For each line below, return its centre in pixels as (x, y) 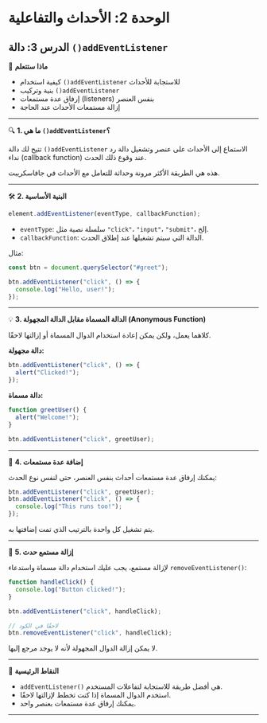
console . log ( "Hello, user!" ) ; (65, 289)
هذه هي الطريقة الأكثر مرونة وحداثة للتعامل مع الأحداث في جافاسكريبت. (114, 173)
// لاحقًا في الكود (33, 626)
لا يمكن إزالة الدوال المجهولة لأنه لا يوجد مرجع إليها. (83, 648)
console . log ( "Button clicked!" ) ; (71, 589)
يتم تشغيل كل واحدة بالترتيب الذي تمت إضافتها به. (81, 529)
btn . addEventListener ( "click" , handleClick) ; (85, 611)
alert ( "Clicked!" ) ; (48, 373)
